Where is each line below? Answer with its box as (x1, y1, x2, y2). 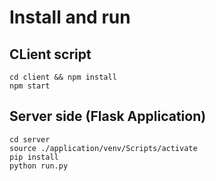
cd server (9, 134, 51, 145)
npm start (9, 81, 51, 91)
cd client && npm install (9, 72, 117, 82)
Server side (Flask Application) (9, 108, 207, 125)
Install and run (9, 6, 131, 29)
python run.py (9, 161, 69, 171)
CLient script (9, 46, 92, 63)
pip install (9, 152, 59, 162)
